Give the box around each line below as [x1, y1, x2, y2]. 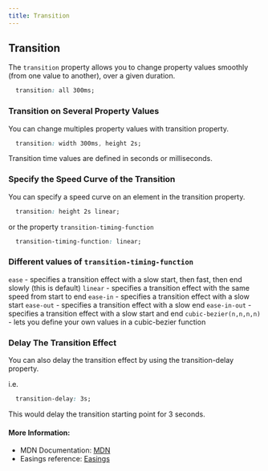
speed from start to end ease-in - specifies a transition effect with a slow [8, 292, 250, 301]
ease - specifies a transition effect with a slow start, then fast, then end [8, 274, 242, 284]
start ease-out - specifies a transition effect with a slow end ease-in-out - [8, 300, 252, 309]
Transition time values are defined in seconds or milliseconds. [8, 154, 213, 163]
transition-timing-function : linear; [15, 237, 142, 245]
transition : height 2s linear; [15, 207, 120, 215]
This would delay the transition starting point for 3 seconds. [8, 409, 206, 419]
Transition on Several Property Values [8, 106, 160, 117]
